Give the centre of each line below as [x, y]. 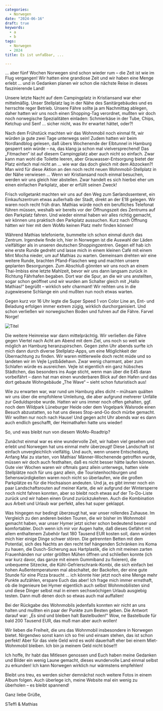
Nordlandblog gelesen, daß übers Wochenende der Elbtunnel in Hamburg [78, 144]
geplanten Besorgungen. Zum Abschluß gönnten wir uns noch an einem [77, 266]
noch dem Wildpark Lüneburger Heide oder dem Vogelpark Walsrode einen [81, 407]
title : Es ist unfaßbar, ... [34, 55]
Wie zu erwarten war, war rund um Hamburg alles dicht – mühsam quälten [79, 392]
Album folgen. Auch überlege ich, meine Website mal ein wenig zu [71, 680]
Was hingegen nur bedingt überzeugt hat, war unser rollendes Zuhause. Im [80, 513]
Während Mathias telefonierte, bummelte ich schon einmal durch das [74, 235]
